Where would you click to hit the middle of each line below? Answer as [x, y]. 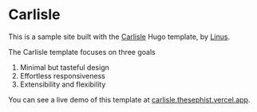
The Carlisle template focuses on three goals [82, 52]
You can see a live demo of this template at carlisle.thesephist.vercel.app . [129, 99]
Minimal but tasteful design [64, 67]
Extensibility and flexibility [63, 84]
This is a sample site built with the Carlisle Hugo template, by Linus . [119, 37]
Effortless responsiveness [62, 75]
